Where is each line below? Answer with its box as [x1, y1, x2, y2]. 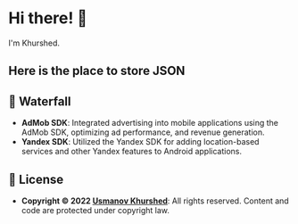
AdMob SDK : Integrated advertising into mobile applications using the [21, 118, 278, 129]
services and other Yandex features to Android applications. [21, 146, 243, 157]
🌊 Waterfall [8, 94, 72, 109]
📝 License [8, 171, 64, 187]
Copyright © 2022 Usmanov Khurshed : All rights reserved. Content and [21, 195, 289, 206]
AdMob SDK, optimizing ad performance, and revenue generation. [21, 127, 265, 137]
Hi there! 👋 [8, 8, 88, 29]
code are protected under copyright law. [21, 204, 170, 215]
